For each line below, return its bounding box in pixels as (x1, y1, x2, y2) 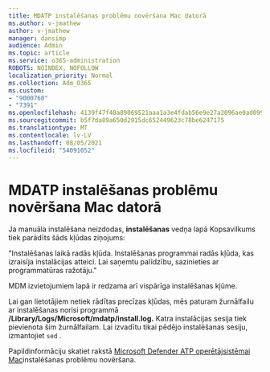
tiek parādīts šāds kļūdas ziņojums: (8, 233, 126, 243)
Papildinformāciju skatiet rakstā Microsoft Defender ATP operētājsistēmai (8, 346, 251, 356)
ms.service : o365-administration (8, 57, 121, 65)
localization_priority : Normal (8, 72, 113, 80)
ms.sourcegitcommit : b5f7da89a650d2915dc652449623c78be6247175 (8, 117, 225, 125)
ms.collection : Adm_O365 (8, 79, 92, 87)
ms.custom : (8, 86, 45, 95)
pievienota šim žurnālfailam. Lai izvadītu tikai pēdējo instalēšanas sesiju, (8, 322, 248, 332)
